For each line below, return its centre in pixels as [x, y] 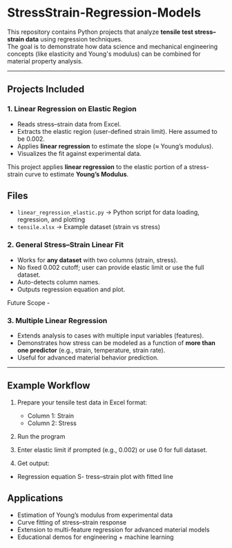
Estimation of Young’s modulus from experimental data [95, 515]
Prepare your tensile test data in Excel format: [82, 402]
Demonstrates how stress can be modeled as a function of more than [116, 343]
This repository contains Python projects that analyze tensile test [100, 32]
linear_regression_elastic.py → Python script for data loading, [108, 213]
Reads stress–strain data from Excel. [69, 124]
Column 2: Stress [52, 423]
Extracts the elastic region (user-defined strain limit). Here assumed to [117, 131]
